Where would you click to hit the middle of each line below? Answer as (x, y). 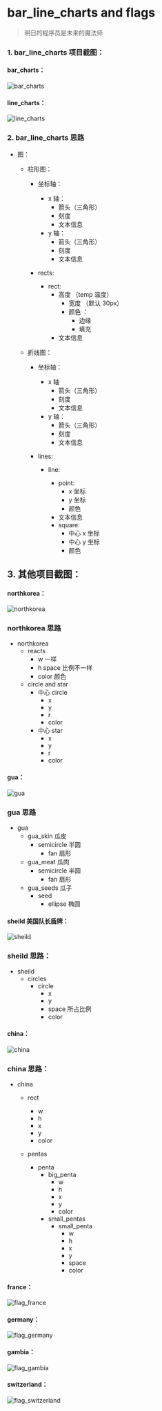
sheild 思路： (29, 956)
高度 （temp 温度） (85, 294)
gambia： (21, 1351)
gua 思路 (22, 812)
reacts (37, 651)
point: (67, 483)
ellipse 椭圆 (64, 904)
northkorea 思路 (34, 628)
